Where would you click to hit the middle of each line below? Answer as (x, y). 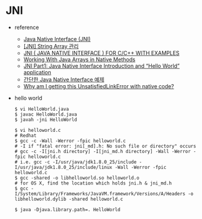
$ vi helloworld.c (37, 130)
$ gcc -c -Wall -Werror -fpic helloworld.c (70, 141)
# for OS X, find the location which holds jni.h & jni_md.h (93, 183)
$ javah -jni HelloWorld (46, 119)
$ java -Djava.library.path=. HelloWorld (67, 209)
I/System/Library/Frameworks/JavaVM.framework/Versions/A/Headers (100, 194)
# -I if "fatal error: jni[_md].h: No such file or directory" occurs (105, 146)
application (37, 72)
